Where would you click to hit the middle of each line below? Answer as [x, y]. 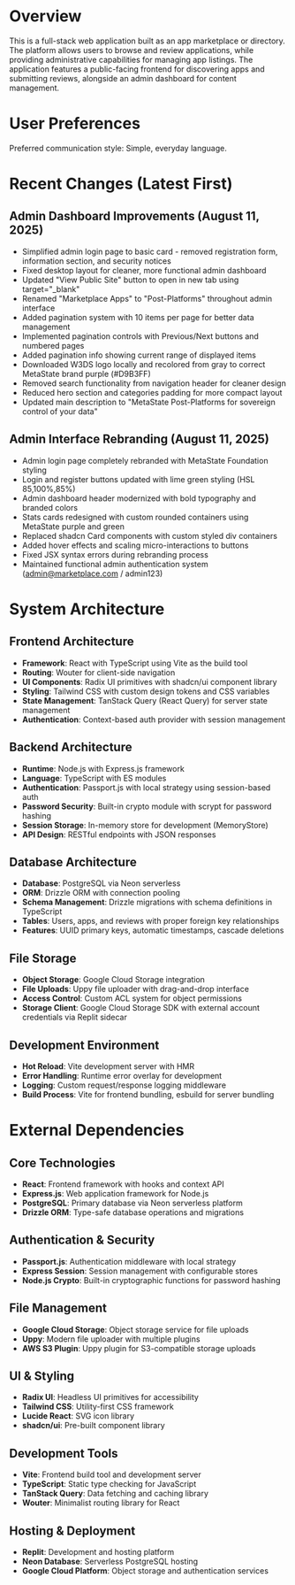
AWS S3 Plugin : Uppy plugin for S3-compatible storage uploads [139, 1348]
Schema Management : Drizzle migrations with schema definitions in [147, 902]
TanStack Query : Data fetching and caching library [115, 1494]
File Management [58, 1308]
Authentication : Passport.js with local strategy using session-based [146, 787]
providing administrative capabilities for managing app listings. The [131, 59]
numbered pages [53, 345]
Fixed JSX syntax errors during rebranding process [115, 554]
